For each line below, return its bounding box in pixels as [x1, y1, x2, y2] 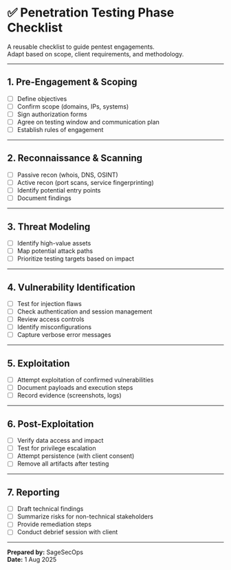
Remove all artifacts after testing [16, 459, 109, 468]
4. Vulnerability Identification [7, 281, 135, 293]
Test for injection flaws [16, 299, 82, 307]
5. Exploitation [7, 358, 70, 369]
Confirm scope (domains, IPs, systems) [16, 102, 129, 111]
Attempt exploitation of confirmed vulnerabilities [16, 376, 154, 384]
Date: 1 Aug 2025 [7, 556, 57, 564]
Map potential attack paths [16, 247, 93, 255]
